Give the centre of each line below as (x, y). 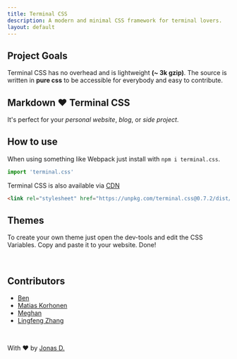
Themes (26, 220)
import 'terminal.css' (41, 172)
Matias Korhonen (42, 306)
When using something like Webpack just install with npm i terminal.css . (114, 159)
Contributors (36, 281)
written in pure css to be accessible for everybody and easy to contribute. (115, 80)
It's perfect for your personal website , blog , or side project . (93, 120)
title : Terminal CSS (38, 14)
